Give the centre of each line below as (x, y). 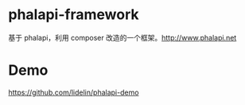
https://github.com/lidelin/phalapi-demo (74, 92)
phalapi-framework (74, 15)
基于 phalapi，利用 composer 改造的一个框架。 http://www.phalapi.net (122, 37)
